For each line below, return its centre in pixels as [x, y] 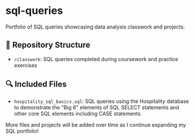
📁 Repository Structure [48, 45]
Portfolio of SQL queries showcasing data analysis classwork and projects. [95, 27]
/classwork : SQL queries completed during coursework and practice [96, 59]
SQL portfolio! [22, 131]
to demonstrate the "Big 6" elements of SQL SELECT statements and [96, 107]
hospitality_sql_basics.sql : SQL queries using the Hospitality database [101, 101]
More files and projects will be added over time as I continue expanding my [96, 125]
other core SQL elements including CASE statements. [78, 113]
